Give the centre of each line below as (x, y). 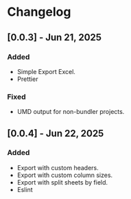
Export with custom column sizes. (65, 175)
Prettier (27, 79)
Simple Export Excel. (46, 71)
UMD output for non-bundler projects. (71, 112)
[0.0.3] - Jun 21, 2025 (54, 37)
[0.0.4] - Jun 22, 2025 (56, 133)
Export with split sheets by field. (62, 182)
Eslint (25, 189)
